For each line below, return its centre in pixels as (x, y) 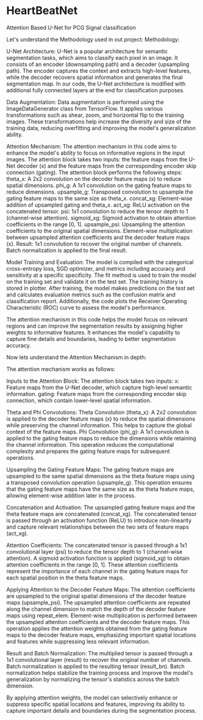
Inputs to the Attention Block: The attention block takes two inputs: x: (93, 381)
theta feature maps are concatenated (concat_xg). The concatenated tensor (101, 513)
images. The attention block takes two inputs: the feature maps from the (97, 159)
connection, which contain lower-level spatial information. (79, 400)
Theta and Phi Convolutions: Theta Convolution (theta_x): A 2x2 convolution (101, 412)
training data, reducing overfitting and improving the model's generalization (101, 128)
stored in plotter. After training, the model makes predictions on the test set (101, 288)
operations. (21, 457)
